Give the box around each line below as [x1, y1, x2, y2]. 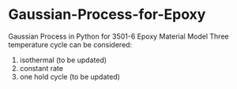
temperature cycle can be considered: [8, 39, 133, 49]
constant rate [19, 63, 63, 72]
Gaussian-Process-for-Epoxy [8, 6, 206, 24]
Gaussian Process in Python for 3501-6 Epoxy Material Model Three [8, 32, 229, 41]
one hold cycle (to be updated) [19, 72, 121, 81]
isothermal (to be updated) [19, 55, 107, 65]
